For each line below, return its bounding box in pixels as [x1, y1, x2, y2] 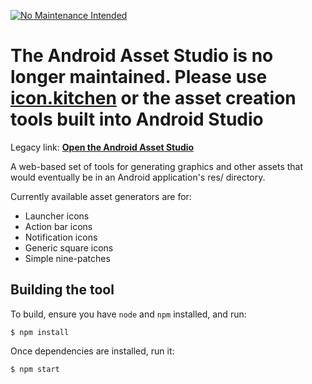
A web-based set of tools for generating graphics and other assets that [10, 160, 304, 172]
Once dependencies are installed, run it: [10, 345, 175, 357]
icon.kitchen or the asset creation [10, 87, 297, 110]
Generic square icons [24, 241, 114, 254]
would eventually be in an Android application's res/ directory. [10, 171, 266, 183]
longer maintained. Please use [10, 66, 268, 89]
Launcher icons [24, 210, 90, 222]
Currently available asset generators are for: [10, 190, 192, 202]
